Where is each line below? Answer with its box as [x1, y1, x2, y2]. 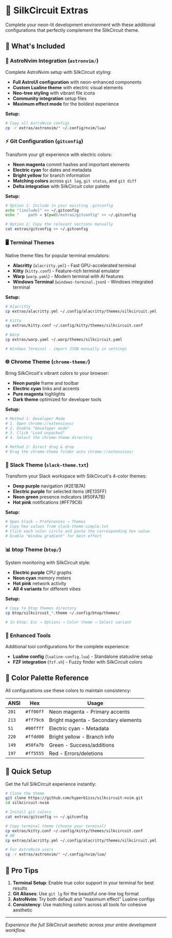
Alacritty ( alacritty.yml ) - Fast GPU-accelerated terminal [12, 263, 136, 269]
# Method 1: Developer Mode [5, 416, 66, 421]
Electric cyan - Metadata [49, 725, 109, 732]
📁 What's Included [5, 42, 66, 51]
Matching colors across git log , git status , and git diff [12, 177, 137, 184]
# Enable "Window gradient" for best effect [5, 533, 102, 538]
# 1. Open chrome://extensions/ [5, 421, 74, 426]
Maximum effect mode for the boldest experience [12, 101, 119, 107]
